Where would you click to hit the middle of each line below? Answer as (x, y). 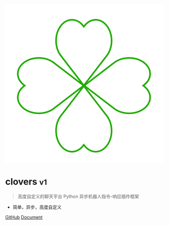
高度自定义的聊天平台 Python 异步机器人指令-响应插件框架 (78, 196)
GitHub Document (24, 217)
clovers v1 (26, 182)
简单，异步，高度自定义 (37, 207)
